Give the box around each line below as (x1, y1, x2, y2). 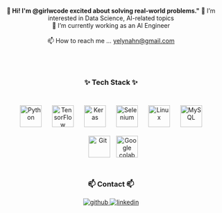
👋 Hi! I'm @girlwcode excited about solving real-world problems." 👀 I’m (6, 7, 216, 15)
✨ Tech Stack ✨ (84, 77, 138, 87)
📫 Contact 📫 (87, 180, 135, 189)
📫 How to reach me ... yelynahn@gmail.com (47, 37, 175, 45)
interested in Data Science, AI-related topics (47, 14, 175, 22)
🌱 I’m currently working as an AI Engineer (52, 22, 170, 29)
